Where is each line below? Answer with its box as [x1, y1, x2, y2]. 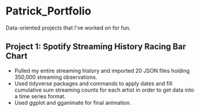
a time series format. [14, 92, 66, 100]
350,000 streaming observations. [14, 73, 98, 81]
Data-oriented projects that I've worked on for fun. [5, 24, 131, 31]
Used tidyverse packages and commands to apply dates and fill [14, 79, 173, 87]
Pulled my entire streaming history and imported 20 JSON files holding [14, 67, 190, 74]
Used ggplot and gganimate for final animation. [14, 99, 132, 106]
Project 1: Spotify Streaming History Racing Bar [5, 42, 186, 52]
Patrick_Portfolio [5, 4, 92, 18]
